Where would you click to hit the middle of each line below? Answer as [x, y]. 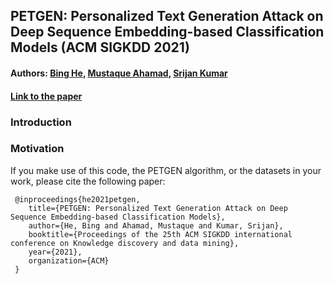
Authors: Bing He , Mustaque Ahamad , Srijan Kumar [119, 73]
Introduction [41, 122]
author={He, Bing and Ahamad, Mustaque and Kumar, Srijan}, [156, 225]
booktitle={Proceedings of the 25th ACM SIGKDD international [160, 234]
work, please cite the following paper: [88, 181]
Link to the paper [46, 96]
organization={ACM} [69, 260]
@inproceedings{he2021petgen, [77, 199]
